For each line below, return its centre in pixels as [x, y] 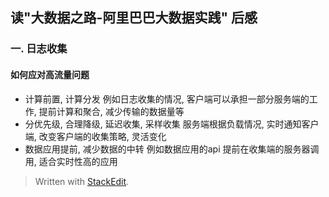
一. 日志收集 [39, 49]
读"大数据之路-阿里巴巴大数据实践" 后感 [134, 18]
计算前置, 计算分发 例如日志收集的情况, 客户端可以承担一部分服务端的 [167, 99]
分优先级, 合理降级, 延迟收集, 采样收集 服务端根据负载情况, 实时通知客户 [172, 124]
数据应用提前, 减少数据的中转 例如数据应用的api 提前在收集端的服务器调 [172, 149]
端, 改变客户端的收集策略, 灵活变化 [95, 136]
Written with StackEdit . [82, 181]
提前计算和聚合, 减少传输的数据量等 [111, 111]
